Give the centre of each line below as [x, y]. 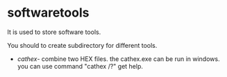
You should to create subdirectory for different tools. [82, 45]
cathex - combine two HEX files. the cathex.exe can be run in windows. [118, 59]
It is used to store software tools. [54, 32]
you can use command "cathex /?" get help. [80, 66]
